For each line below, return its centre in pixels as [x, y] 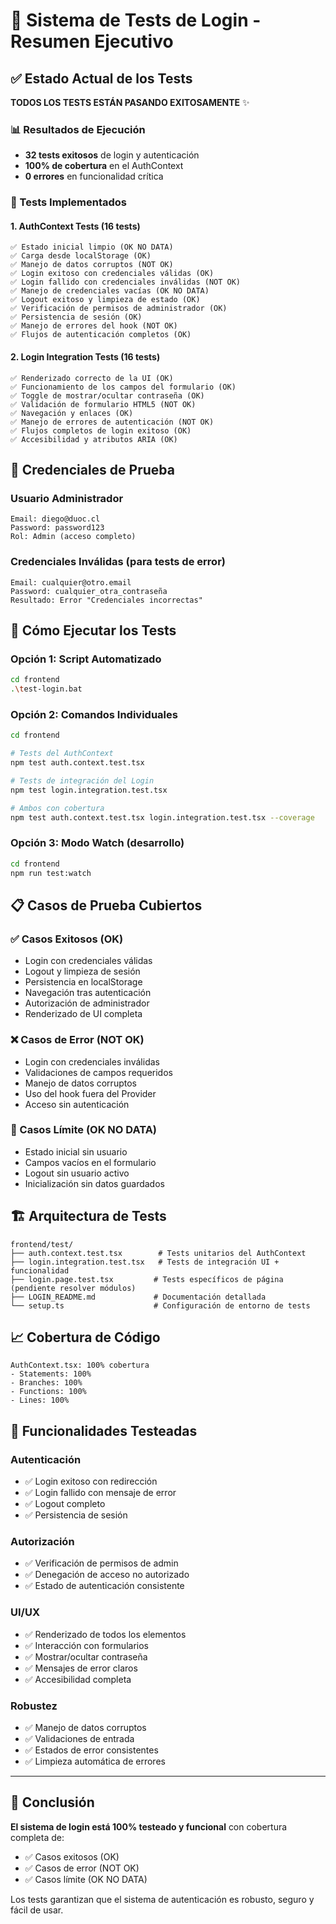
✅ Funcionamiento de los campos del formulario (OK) [123, 387]
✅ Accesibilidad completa [78, 1679]
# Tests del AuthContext [62, 754]
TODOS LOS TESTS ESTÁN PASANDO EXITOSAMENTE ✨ [130, 102]
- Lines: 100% [40, 1400]
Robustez [34, 1706]
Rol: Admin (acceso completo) [73, 537]
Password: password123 [57, 528]
